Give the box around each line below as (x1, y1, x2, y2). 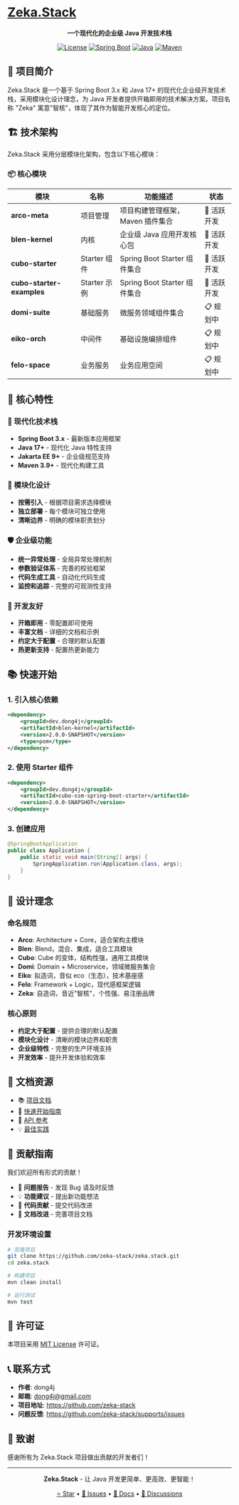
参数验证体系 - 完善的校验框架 (17, 564, 106, 573)
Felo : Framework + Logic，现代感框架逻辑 (17, 980, 141, 989)
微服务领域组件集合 (119, 308, 185, 318)
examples (11, 286, 45, 296)
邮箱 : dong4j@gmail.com (17, 1392, 91, 1400)
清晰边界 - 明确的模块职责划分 (17, 516, 106, 524)
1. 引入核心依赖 (7, 694, 59, 704)
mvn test (7, 1298, 33, 1306)
